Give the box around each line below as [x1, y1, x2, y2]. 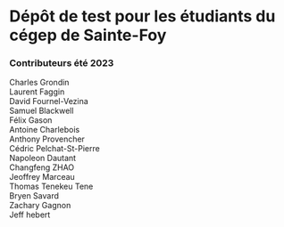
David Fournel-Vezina [9, 96, 89, 107]
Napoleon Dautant [9, 153, 77, 164]
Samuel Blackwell [9, 105, 74, 117]
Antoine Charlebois [9, 125, 80, 135]
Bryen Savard [9, 191, 60, 201]
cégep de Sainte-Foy [9, 25, 167, 45]
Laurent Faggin [9, 86, 65, 97]
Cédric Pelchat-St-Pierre [9, 143, 100, 154]
